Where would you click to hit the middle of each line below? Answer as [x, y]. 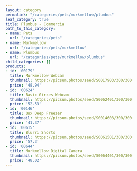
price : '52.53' [26, 104]
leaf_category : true [27, 19]
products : [16, 66]
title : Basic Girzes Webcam [39, 95]
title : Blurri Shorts [33, 132]
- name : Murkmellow [26, 43]
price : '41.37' [26, 123]
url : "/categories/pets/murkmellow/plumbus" [57, 57]
